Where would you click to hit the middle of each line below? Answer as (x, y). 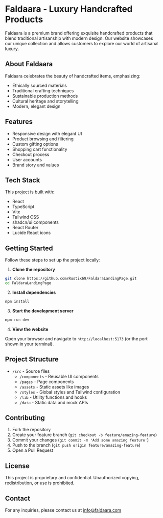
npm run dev (17, 320)
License (17, 466)
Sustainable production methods (45, 96)
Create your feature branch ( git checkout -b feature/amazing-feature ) (84, 435)
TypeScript (23, 207)
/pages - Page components (47, 382)
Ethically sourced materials (39, 85)
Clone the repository (34, 270)
